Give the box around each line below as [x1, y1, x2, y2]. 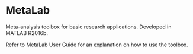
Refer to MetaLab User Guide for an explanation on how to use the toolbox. [5, 41, 188, 48]
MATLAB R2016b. [5, 29, 49, 36]
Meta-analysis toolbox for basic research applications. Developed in [5, 23, 172, 30]
